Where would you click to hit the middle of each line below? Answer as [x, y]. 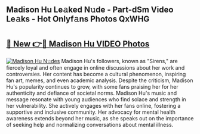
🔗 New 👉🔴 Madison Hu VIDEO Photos [78, 44]
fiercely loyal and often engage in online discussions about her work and [96, 68]
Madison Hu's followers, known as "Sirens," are [119, 61]
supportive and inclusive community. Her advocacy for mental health [91, 112]
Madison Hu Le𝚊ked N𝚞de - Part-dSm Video [90, 10]
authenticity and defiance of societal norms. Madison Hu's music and [92, 93]
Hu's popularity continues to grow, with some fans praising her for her [92, 87]
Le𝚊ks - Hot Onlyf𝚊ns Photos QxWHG [78, 19]
